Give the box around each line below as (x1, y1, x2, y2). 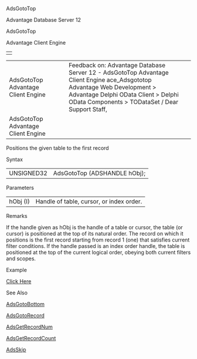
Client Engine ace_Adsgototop (68, 76, 152, 84)
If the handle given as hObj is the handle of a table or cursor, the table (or (6, 224, 183, 231)
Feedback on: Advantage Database (68, 61, 166, 69)
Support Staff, (68, 105, 107, 113)
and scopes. (6, 255, 36, 262)
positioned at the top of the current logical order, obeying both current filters (6, 249, 191, 256)
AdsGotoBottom (6, 301, 45, 307)
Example (6, 267, 28, 273)
